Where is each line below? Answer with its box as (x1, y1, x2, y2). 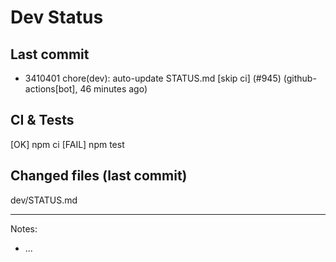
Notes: (10, 222, 38, 235)
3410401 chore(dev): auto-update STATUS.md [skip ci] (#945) (24, 72, 282, 84)
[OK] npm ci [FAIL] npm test (10, 138, 125, 150)
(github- (283, 72, 317, 84)
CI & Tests (10, 112, 75, 129)
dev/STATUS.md (10, 194, 78, 206)
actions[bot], (24, 83, 78, 95)
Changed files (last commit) (10, 167, 188, 185)
